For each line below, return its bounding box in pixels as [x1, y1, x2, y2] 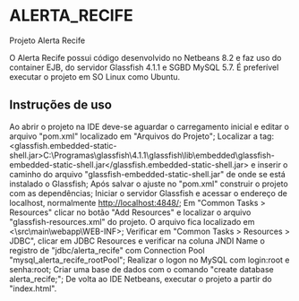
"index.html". [9, 283, 57, 294]
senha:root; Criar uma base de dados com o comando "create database [9, 263, 275, 274]
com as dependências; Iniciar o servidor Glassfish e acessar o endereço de [9, 187, 288, 198]
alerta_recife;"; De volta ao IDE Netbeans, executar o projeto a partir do [9, 273, 272, 284]
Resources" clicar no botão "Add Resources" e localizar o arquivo [9, 207, 252, 218]
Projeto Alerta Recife [9, 35, 86, 46]
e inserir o [250, 159, 288, 170]
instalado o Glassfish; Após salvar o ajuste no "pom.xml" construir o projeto [9, 178, 288, 189]
